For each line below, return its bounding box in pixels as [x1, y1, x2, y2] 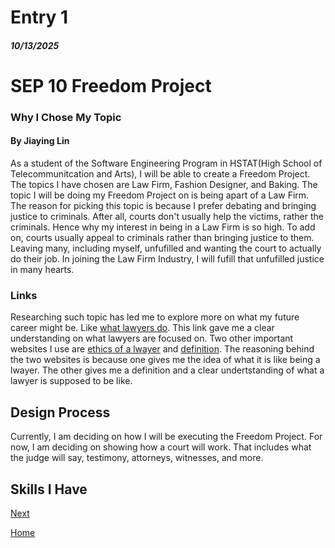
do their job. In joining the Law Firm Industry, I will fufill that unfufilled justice [10, 253, 325, 265]
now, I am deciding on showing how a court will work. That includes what [10, 441, 312, 453]
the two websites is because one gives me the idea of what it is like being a [10, 354, 321, 366]
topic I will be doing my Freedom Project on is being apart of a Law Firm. [10, 189, 310, 201]
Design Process [10, 404, 111, 421]
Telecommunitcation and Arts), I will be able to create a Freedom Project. [10, 168, 311, 180]
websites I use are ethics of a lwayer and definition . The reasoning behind [10, 343, 315, 355]
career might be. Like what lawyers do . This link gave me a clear [10, 322, 275, 334]
